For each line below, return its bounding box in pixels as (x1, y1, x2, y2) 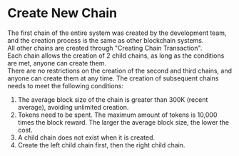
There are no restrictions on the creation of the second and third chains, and (7, 66, 232, 75)
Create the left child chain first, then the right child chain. (17, 140, 185, 149)
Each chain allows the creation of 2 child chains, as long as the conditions (7, 51, 225, 60)
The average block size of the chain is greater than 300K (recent (17, 95, 208, 104)
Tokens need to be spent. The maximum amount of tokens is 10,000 (17, 110, 218, 119)
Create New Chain (7, 5, 118, 21)
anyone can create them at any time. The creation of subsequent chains (7, 73, 219, 83)
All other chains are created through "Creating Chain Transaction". (7, 43, 203, 52)
